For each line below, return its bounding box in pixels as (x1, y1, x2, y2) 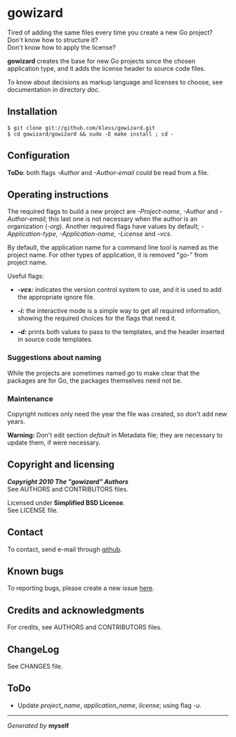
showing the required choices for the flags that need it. (17, 314, 177, 323)
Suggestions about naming (7, 353, 102, 363)
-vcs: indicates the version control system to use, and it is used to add (17, 286, 222, 294)
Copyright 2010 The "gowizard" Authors (7, 477, 129, 486)
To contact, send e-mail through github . (7, 545, 122, 553)
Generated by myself (7, 721, 70, 729)
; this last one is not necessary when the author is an (45, 214, 198, 223)
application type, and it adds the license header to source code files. (7, 64, 206, 72)
